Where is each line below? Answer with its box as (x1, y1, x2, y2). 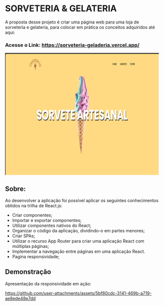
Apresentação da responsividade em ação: (5, 281, 92, 286)
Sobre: (5, 184, 26, 193)
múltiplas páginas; (12, 244, 49, 249)
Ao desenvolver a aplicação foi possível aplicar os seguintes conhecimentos (5, 198, 159, 204)
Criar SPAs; (12, 233, 36, 239)
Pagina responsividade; (12, 254, 60, 260)
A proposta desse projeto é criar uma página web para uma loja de (5, 19, 139, 25)
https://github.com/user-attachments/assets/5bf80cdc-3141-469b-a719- (5, 290, 152, 296)
